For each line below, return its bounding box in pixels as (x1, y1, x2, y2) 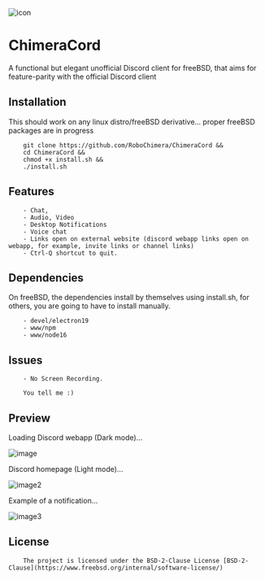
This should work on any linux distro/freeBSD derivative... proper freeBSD (8, 116, 256, 126)
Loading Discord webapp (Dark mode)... (8, 433, 143, 443)
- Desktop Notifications (23, 220, 107, 229)
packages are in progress (8, 125, 94, 135)
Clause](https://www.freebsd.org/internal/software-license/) (8, 564, 224, 572)
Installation (8, 95, 67, 109)
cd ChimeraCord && (23, 148, 85, 156)
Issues (8, 353, 43, 367)
